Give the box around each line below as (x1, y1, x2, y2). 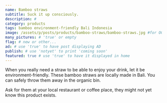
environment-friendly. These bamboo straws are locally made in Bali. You (5, 72, 155, 78)
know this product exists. (5, 92, 57, 98)
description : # (5, 16, 37, 21)
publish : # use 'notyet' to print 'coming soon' (5, 49, 108, 53)
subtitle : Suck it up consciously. (5, 12, 79, 17)
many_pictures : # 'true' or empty (5, 35, 77, 40)
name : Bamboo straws (5, 7, 48, 12)
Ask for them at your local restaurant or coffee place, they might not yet (5, 87, 152, 93)
